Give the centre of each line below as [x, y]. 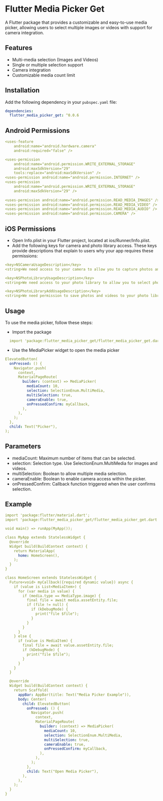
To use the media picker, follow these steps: [49, 323]
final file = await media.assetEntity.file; [72, 600]
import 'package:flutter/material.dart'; [48, 515]
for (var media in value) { [46, 591]
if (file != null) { [47, 605]
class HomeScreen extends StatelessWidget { [51, 578]
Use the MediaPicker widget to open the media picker [66, 350]
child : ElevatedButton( [46, 704]
